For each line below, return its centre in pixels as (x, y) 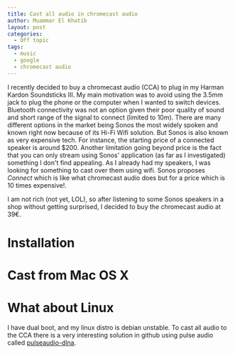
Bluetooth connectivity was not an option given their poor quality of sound (116, 109)
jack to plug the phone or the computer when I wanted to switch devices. (114, 102)
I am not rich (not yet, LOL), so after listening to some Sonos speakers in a (116, 199)
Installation (41, 243)
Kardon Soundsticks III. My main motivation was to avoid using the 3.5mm (115, 95)
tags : (15, 47)
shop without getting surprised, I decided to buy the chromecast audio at (114, 206)
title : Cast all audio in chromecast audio (73, 14)
